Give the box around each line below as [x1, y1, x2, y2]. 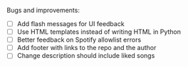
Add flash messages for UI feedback [16, 20, 125, 28]
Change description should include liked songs [16, 51, 155, 60]
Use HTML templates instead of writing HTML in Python [16, 28, 182, 36]
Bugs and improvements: [6, 6, 80, 14]
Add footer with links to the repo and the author [16, 44, 157, 52]
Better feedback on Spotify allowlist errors [16, 35, 142, 44]
